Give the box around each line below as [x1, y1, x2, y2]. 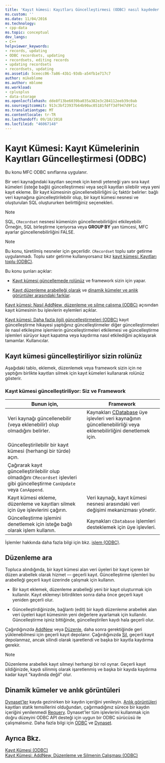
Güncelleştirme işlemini [7, 514, 61, 521]
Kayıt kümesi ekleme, [7, 494, 57, 501]
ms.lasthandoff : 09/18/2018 [5, 117, 63, 122]
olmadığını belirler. [7, 427, 51, 434]
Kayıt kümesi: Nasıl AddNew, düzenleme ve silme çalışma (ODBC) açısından [5, 302, 159, 308]
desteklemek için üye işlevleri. [86, 524, 156, 530]
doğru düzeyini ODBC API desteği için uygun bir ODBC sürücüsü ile [5, 715, 141, 721]
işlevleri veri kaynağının [86, 415, 141, 422]
